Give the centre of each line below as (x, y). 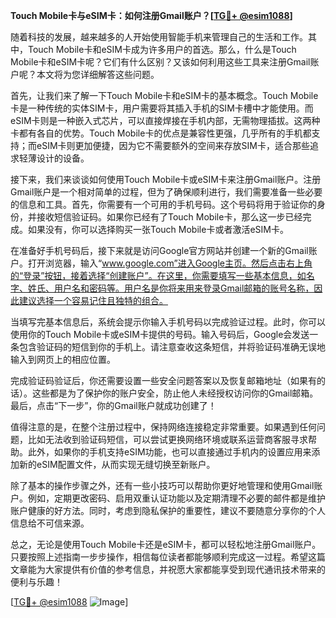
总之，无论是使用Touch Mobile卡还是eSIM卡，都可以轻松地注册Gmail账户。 (166, 544)
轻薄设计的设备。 (54, 158)
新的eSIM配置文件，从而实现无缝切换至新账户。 (117, 464)
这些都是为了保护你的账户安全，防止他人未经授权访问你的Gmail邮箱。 (175, 393)
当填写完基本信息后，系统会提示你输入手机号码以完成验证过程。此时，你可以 (168, 322)
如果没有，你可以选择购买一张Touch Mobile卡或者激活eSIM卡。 (158, 229)
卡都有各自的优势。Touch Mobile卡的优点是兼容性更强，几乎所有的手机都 (161, 133)
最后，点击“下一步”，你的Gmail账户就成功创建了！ (113, 405)
